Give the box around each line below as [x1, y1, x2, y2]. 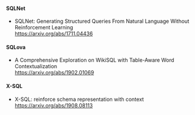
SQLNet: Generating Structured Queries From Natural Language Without [14, 18, 190, 25]
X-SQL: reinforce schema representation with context [14, 96, 144, 103]
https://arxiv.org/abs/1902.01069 [14, 69, 95, 76]
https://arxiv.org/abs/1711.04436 [14, 30, 93, 38]
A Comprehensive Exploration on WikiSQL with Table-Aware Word [14, 56, 174, 64]
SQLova [6, 43, 26, 50]
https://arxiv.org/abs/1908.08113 [14, 102, 93, 109]
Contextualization [14, 63, 58, 70]
